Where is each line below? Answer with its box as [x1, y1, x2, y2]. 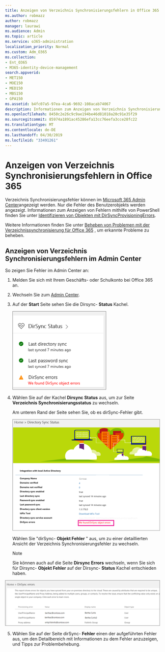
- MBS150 [5, 91, 23, 96]
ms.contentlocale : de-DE [5, 128, 56, 132]
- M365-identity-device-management [5, 65, 78, 70]
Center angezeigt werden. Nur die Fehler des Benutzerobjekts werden [5, 202, 146, 208]
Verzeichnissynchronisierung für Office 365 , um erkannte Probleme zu [5, 227, 149, 233]
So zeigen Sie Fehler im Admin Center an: [5, 267, 89, 273]
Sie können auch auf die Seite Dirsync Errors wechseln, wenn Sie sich [12, 559, 155, 566]
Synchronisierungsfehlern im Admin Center [5, 254, 141, 263]
